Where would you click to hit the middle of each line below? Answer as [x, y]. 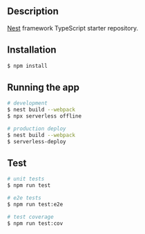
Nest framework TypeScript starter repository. [73, 28]
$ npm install [28, 66]
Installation [32, 50]
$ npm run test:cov [35, 223]
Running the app [43, 87]
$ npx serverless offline [44, 116]
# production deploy [37, 128]
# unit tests [26, 179]
